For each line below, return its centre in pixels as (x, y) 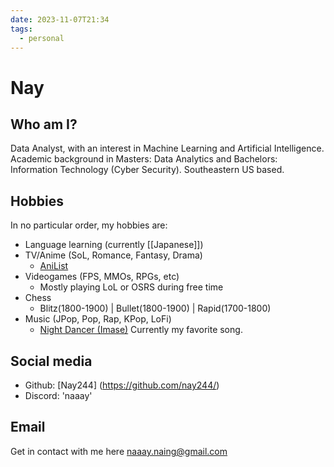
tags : (21, 29)
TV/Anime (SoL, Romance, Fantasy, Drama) (113, 255)
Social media (51, 361)
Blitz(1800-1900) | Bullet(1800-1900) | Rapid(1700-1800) (155, 308)
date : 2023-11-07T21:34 (60, 19)
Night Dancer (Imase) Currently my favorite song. (141, 330)
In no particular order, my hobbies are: (89, 225)
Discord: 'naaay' (58, 395)
